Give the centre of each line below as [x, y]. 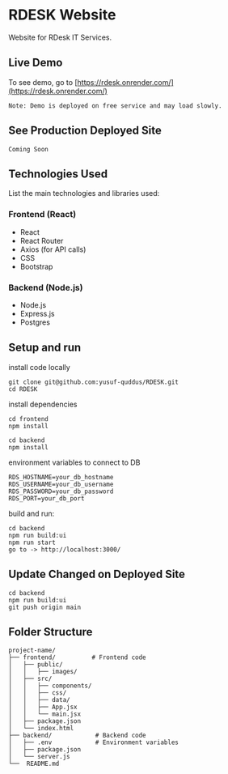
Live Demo [36, 63]
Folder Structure [51, 632]
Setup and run [45, 348]
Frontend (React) [42, 215]
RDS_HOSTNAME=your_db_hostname [61, 477]
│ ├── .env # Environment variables [94, 742]
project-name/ [32, 651]
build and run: [32, 513]
